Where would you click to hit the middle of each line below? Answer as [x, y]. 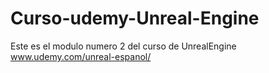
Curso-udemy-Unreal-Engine [135, 18]
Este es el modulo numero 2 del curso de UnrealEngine [123, 46]
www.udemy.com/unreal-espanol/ [81, 56]
